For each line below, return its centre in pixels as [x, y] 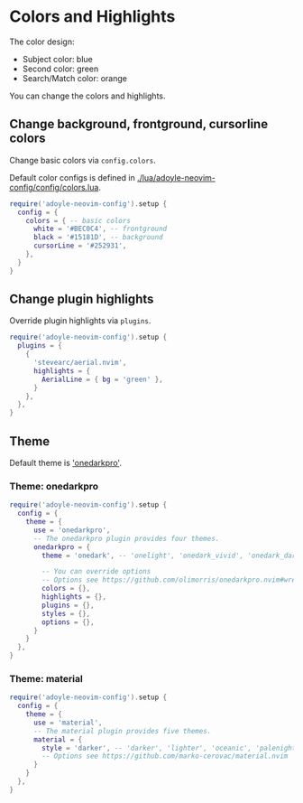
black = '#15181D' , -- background [98, 238]
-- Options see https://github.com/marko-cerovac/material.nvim [165, 756]
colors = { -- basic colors [78, 220]
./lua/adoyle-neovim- [176, 177]
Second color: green [60, 69]
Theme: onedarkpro [54, 486]
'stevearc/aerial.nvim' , [80, 363]
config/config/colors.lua [54, 187]
